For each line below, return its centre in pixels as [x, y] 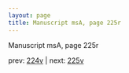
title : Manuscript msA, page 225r [65, 23]
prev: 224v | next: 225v [46, 60]
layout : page [29, 15]
